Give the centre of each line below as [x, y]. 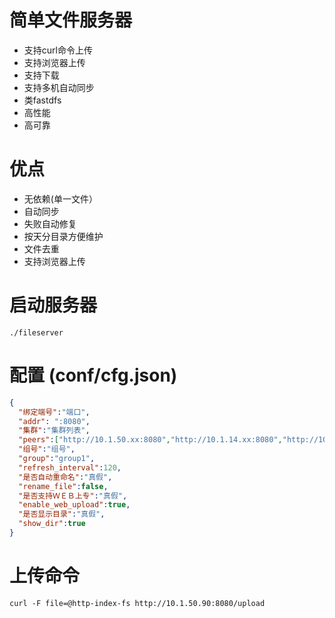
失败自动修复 [50, 223]
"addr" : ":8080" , [54, 421]
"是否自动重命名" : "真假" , [65, 477]
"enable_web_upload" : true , [74, 505]
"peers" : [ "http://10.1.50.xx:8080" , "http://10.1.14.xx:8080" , [150, 440]
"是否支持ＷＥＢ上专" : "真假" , [73, 496]
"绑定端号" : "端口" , [54, 412]
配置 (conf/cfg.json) [93, 375]
